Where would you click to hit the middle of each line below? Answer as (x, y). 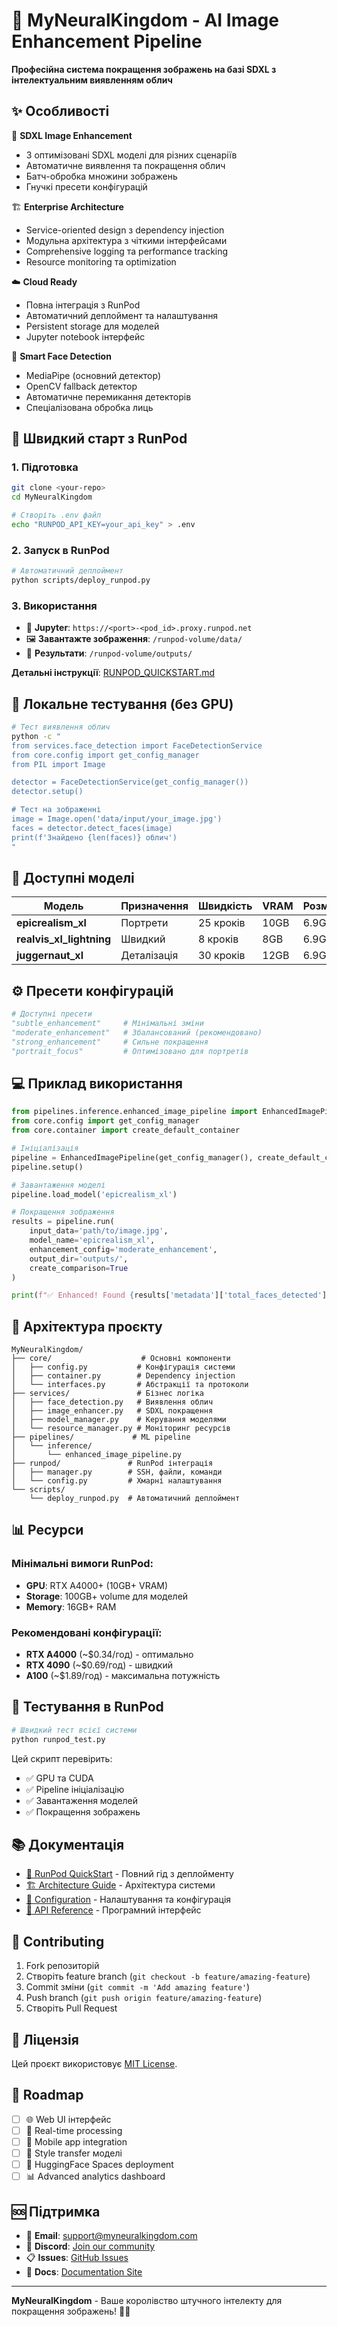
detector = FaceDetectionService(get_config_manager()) (130, 782)
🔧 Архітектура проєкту (87, 1326)
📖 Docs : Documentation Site (84, 2272)
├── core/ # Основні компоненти (121, 1359)
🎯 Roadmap (47, 2095)
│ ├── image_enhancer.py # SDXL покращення (112, 1411)
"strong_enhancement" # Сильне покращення (110, 1042)
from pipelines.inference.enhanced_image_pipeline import (134, 1112)
